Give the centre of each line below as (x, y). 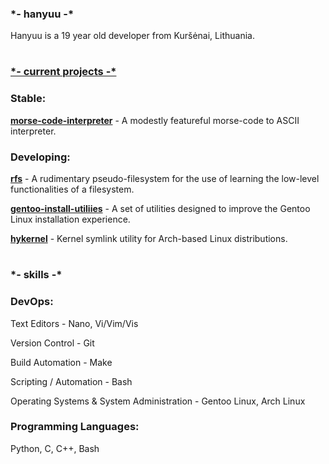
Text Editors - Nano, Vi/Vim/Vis (74, 323)
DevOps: (32, 302)
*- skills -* (36, 275)
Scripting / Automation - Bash (71, 381)
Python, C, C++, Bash (55, 448)
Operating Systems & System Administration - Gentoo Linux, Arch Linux (158, 401)
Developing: (40, 157)
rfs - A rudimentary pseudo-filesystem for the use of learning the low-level (165, 179)
